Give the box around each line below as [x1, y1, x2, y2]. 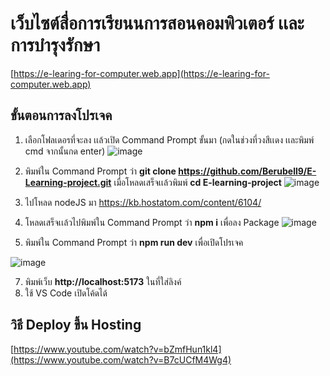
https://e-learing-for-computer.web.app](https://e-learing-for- [13, 67, 270, 79]
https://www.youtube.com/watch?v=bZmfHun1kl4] [13, 343, 222, 355]
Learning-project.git [24, 176, 112, 188]
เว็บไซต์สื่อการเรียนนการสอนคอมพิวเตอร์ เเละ [10, 12, 305, 35]
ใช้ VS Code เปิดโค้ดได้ [24, 287, 108, 299]
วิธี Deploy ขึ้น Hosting [10, 317, 142, 334]
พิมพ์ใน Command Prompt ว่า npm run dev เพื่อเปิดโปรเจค [24, 236, 244, 248]
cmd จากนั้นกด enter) [24, 145, 106, 157]
